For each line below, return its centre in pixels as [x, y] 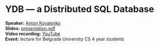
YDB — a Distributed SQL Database [80, 9]
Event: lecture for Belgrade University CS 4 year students [65, 39]
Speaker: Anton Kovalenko [33, 23]
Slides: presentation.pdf [30, 28]
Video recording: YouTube [33, 33]
